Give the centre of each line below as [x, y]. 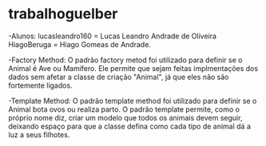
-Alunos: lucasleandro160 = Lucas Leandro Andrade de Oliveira [113, 36]
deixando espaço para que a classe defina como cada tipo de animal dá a [130, 126]
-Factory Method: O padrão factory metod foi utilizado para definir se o [125, 60]
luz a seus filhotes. [39, 134]
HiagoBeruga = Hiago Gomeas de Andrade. [80, 44]
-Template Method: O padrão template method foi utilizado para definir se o [133, 101]
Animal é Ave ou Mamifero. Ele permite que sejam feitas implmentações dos [133, 68]
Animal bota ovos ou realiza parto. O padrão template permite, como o [124, 109]
